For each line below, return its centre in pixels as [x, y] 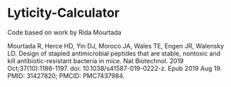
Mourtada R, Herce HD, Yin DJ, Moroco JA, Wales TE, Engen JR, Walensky [116, 46]
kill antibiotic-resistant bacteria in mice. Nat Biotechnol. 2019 [96, 60]
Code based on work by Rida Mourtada [64, 32]
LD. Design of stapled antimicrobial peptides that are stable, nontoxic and [114, 53]
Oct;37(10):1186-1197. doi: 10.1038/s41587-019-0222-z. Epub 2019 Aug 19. [115, 68]
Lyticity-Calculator [64, 13]
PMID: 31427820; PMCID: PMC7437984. [66, 76]
